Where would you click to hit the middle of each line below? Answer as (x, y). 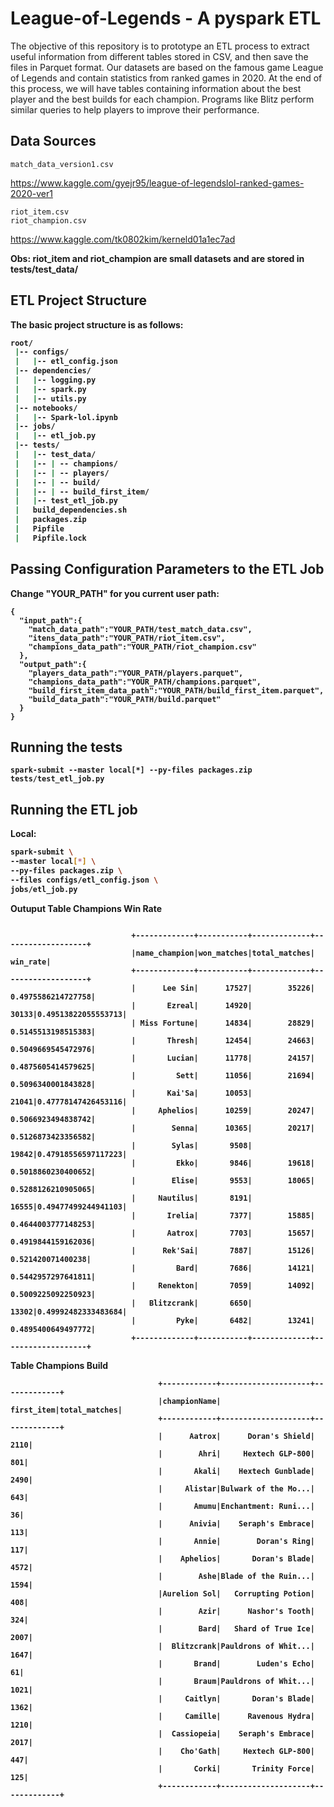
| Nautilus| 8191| (192, 1198)
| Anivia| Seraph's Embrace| (236, 1523)
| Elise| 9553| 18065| (223, 1180)
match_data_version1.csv (62, 164)
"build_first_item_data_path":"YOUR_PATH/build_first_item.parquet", (176, 690)
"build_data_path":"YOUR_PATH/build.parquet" (125, 699)
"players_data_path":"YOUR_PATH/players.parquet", (136, 673)
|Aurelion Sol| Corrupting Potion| (236, 1593)
